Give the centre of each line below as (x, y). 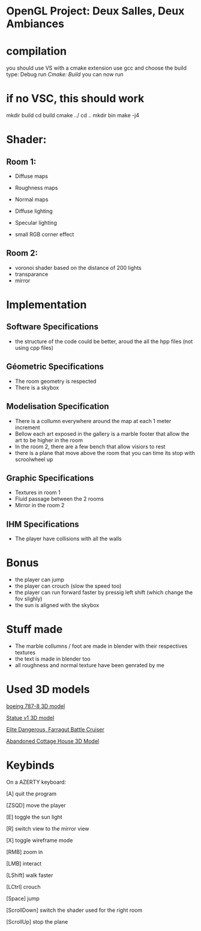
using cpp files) (34, 347)
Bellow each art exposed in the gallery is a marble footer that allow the (102, 433)
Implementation (46, 305)
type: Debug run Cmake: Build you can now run (65, 75)
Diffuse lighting (34, 211)
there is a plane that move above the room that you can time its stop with (105, 453)
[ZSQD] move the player (36, 805)
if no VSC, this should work (75, 99)
